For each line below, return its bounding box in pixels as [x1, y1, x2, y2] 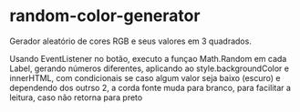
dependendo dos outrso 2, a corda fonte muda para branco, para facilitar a [9, 82, 292, 93]
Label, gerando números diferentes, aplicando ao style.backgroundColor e [9, 63, 290, 74]
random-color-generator [9, 5, 201, 26]
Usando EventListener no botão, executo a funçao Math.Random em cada [9, 53, 287, 64]
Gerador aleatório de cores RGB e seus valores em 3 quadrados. [9, 36, 253, 46]
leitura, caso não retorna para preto [9, 92, 143, 103]
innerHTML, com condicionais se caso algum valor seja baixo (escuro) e [9, 72, 281, 83]
